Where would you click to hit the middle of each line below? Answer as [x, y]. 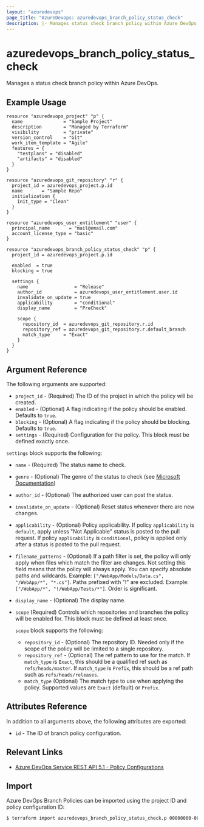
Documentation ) [35, 483]
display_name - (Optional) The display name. [70, 600]
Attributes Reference [47, 707]
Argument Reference [47, 369]
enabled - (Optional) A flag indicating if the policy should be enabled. [101, 409]
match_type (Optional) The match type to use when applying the [104, 681]
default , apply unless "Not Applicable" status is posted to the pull [97, 531]
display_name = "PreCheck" [62, 308]
